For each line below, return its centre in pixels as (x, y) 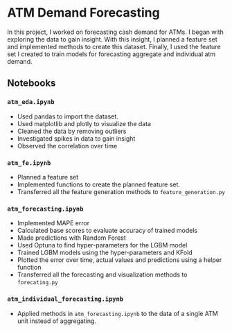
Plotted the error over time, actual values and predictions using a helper (119, 260)
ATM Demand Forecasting (84, 13)
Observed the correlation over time (67, 146)
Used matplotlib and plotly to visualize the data (84, 123)
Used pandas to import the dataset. (68, 116)
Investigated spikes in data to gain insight (76, 138)
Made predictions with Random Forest (71, 238)
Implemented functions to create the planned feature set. (99, 184)
